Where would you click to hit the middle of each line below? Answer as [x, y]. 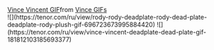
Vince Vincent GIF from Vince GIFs [57, 10]
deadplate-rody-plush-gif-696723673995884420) [81, 25]
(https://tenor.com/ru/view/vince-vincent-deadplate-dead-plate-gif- [107, 32]
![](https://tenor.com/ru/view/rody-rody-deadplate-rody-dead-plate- [107, 17]
